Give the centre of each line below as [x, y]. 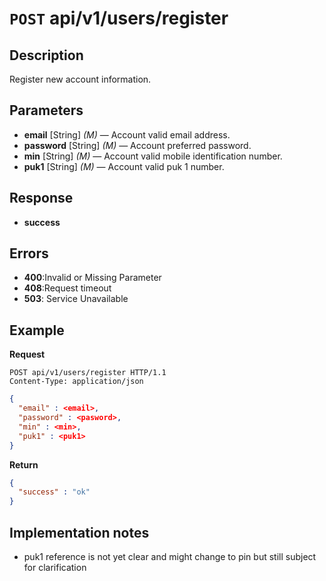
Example [37, 330]
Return [24, 464]
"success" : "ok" [54, 492]
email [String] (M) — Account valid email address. [127, 134]
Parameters [46, 110]
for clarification [55, 567]
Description [46, 55]
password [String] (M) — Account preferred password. [137, 145]
